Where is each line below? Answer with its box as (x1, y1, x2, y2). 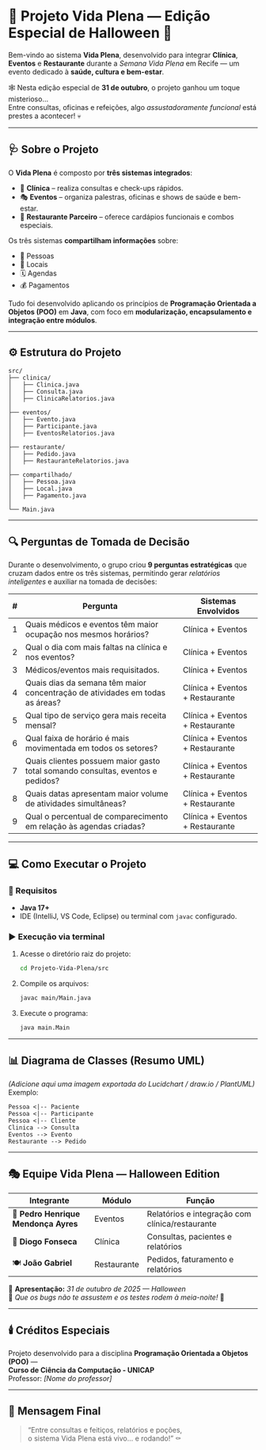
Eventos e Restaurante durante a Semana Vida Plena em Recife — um (8, 59, 240, 68)
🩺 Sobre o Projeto (8, 143, 99, 157)
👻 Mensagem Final (8, 1404, 101, 1418)
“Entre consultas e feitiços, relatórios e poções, (27, 1425, 183, 1435)
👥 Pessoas (19, 251, 55, 261)
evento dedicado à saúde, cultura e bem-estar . (8, 67, 165, 76)
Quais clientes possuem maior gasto (25, 755, 161, 767)
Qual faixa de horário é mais (25, 733, 130, 744)
